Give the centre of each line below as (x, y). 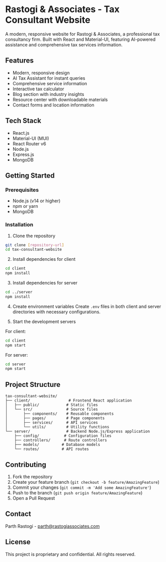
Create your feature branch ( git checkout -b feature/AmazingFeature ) (86, 482)
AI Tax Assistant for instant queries (49, 78)
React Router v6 (29, 144)
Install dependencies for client (44, 259)
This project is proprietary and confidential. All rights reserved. (70, 554)
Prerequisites (22, 190)
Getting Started (30, 175)
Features (19, 61)
